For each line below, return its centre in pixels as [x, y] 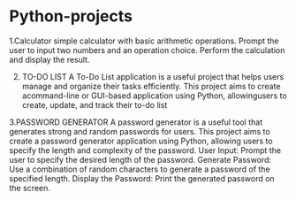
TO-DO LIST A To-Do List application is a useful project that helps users [153, 76]
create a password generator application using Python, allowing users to [141, 141]
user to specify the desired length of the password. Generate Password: [140, 159]
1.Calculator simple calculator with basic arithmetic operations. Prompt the [144, 41]
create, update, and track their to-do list [95, 104]
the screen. [30, 188]
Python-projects [71, 16]
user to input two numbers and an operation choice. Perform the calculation [147, 50]
